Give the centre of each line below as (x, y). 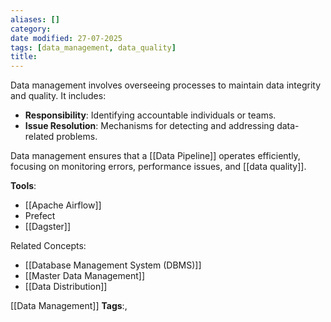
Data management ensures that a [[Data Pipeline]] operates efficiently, (155, 156)
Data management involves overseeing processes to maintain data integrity (166, 85)
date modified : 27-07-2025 (66, 38)
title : (24, 57)
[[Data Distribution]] (66, 287)
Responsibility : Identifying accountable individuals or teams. (150, 115)
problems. (77, 137)
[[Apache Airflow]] (63, 205)
